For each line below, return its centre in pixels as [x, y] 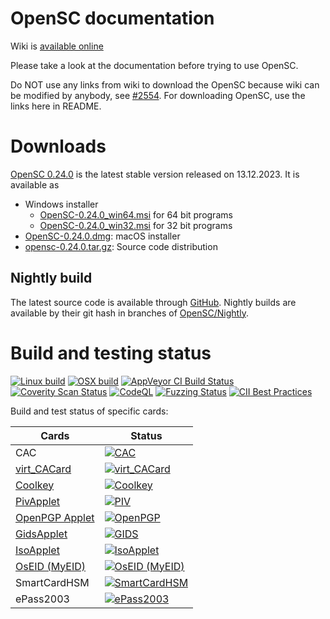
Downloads [58, 146]
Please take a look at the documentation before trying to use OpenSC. [154, 65]
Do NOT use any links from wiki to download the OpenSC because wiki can [165, 84]
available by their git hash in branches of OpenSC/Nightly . [129, 313]
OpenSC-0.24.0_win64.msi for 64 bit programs [136, 214]
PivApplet [38, 501]
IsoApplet [37, 550]
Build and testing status [111, 353]
